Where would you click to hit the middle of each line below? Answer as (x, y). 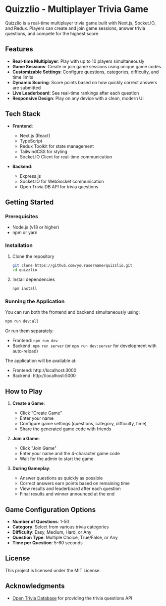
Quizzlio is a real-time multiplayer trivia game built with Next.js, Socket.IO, (81, 23)
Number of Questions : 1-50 (41, 521)
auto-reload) (25, 351)
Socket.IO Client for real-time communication (66, 157)
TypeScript (31, 141)
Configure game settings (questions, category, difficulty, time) (83, 424)
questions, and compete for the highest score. (52, 33)
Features (19, 49)
